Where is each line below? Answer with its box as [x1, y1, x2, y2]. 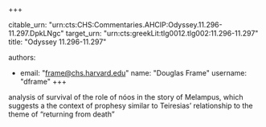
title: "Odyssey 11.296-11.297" [8, 37, 107, 47]
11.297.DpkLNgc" [8, 29, 64, 38]
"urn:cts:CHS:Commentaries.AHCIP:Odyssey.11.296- [48, 20, 223, 29]
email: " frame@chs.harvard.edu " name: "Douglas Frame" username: [19, 68, 248, 77]
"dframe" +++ [19, 77, 67, 86]
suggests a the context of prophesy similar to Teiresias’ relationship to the [8, 101, 253, 110]
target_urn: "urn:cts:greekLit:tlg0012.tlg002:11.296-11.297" [65, 29, 259, 38]
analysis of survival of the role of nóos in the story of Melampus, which [8, 92, 243, 101]
